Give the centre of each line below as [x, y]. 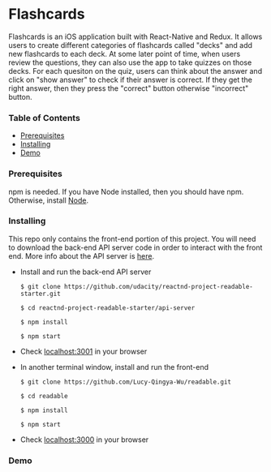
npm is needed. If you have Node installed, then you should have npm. [126, 191]
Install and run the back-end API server [86, 272]
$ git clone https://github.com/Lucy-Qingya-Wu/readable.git [126, 382]
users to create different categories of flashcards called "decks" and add [131, 45]
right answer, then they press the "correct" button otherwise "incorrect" [129, 88]
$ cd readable [44, 396]
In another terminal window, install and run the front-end [114, 367]
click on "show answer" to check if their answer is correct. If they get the [131, 79]
